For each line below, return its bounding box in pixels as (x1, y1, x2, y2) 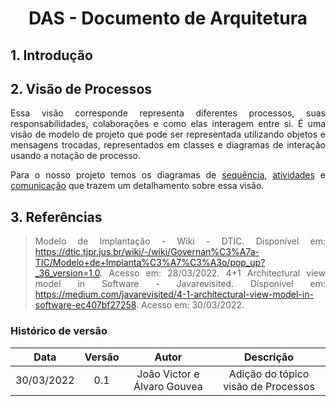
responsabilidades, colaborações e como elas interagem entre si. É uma (10, 118, 326, 130)
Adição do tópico (228, 367, 310, 381)
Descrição (244, 350, 295, 364)
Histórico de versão (10, 324, 108, 338)
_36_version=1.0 (34, 267, 101, 279)
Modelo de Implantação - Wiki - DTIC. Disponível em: (34, 235, 326, 247)
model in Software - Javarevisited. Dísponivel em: (34, 278, 326, 290)
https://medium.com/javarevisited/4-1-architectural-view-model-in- (34, 288, 314, 301)
